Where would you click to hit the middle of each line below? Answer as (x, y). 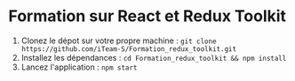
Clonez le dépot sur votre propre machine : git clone (119, 40)
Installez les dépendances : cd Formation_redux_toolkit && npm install (154, 57)
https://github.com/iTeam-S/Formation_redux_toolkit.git (129, 49)
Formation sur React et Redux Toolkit (147, 16)
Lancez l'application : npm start (79, 67)
